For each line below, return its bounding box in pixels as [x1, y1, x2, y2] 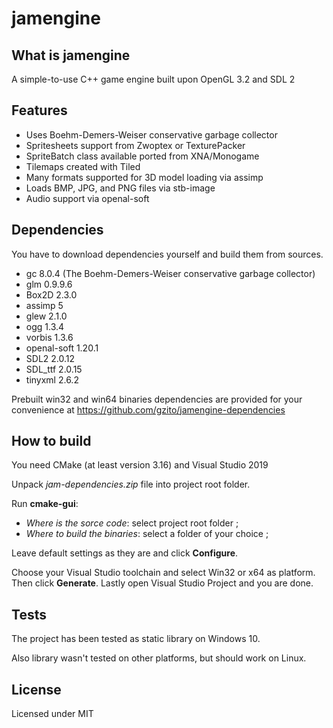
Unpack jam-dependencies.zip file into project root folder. [11, 478, 251, 491]
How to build [11, 433, 92, 450]
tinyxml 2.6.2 [25, 373, 79, 386]
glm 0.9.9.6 [25, 278, 73, 290]
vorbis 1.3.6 [25, 331, 74, 343]
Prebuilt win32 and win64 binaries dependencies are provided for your [11, 393, 303, 405]
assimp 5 [25, 299, 64, 311]
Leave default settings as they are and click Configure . [11, 547, 239, 559]
